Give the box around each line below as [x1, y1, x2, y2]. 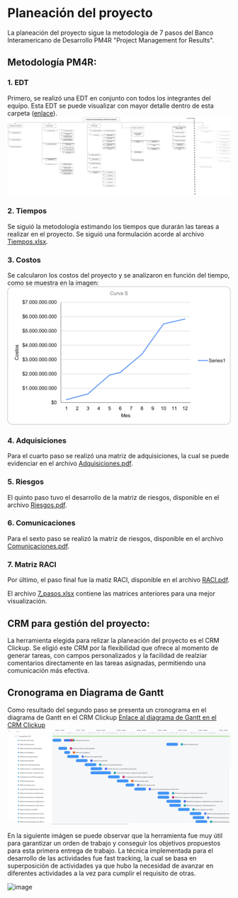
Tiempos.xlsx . [7, 237, 48, 246]
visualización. [7, 597, 47, 606]
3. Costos [7, 255, 41, 265]
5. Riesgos [7, 477, 45, 487]
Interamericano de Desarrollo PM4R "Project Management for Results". [7, 35, 215, 44]
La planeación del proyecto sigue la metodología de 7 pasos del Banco [7, 28, 214, 37]
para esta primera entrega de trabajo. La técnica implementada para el [7, 846, 214, 855]
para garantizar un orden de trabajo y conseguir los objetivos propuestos [7, 839, 221, 848]
